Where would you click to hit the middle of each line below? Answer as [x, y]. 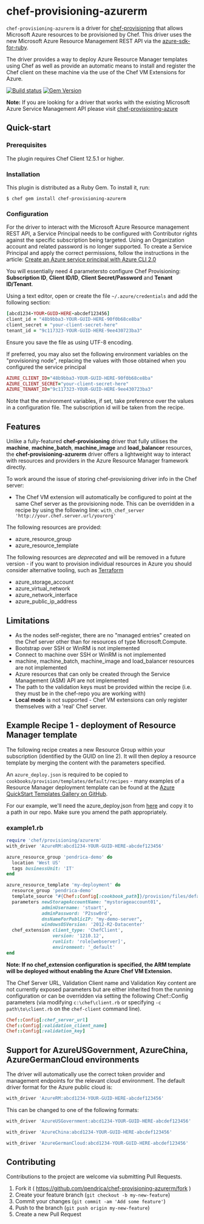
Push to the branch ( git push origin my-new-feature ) [82, 1208]
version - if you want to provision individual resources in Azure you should [99, 564]
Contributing [31, 1162]
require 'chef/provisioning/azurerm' [54, 841]
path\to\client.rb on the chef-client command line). [74, 1009]
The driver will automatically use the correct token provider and [86, 1074]
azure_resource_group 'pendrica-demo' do [59, 857]
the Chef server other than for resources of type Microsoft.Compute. [101, 642]
